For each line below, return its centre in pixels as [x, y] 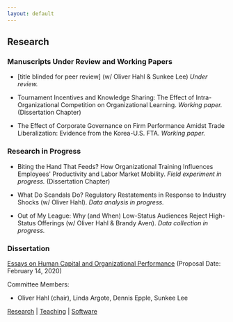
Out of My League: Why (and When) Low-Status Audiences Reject [112, 216]
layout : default [31, 14]
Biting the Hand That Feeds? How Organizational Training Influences [115, 166]
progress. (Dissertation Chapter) [64, 181]
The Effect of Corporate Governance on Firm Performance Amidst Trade [121, 126]
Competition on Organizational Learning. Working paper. [142, 105]
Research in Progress [44, 152]
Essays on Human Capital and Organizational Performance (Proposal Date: [114, 263]
